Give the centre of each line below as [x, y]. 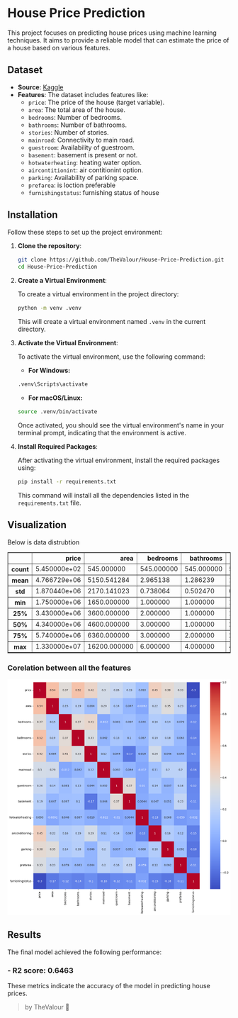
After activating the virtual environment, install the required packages [119, 460]
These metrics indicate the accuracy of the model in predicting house [109, 986]
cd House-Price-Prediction [57, 267]
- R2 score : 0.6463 [41, 971]
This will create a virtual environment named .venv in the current [112, 322]
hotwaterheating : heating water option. [85, 162]
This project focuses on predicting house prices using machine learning [112, 33]
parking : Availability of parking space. [83, 177]
